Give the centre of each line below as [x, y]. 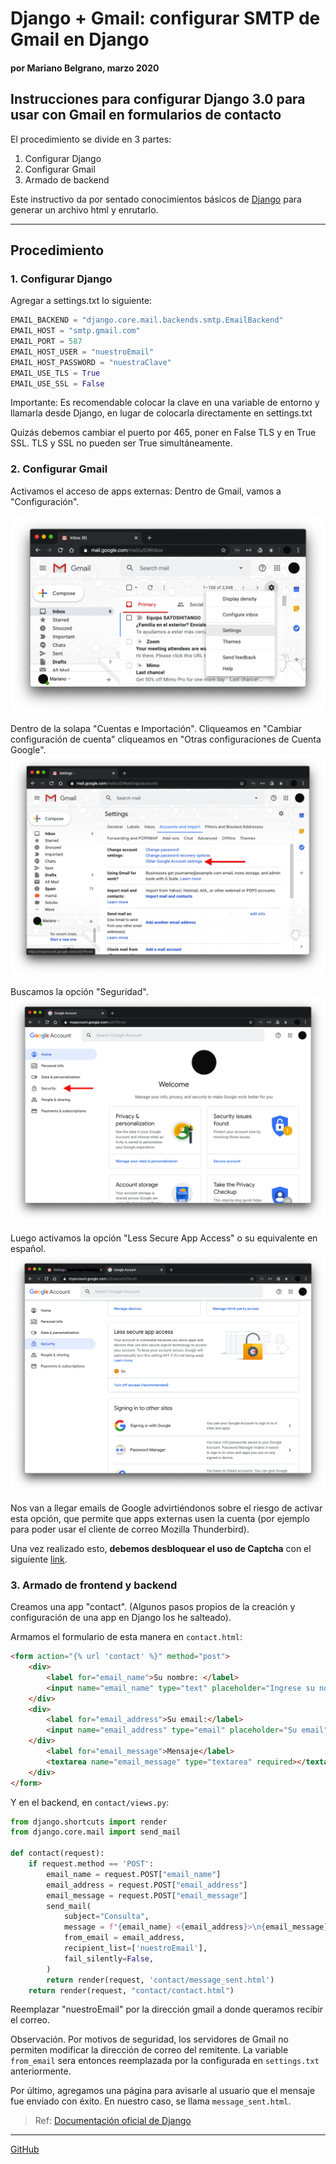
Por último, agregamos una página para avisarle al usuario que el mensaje [162, 2091]
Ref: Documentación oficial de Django [113, 2121]
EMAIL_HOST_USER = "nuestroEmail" [82, 352]
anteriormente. [41, 2071]
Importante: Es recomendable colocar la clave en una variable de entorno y [165, 403]
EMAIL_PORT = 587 [46, 342]
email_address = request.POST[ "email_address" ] [147, 1885]
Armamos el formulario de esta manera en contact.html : [126, 1637]
